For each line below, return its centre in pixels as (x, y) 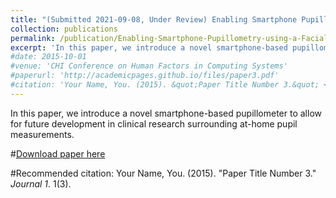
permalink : (33, 38)
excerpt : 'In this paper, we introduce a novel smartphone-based (149, 47)
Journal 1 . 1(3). (41, 183)
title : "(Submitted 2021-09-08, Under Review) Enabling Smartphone (154, 19)
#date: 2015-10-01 (48, 57)
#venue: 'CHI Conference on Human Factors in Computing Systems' (149, 66)
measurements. (42, 134)
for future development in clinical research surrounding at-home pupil (154, 123)
